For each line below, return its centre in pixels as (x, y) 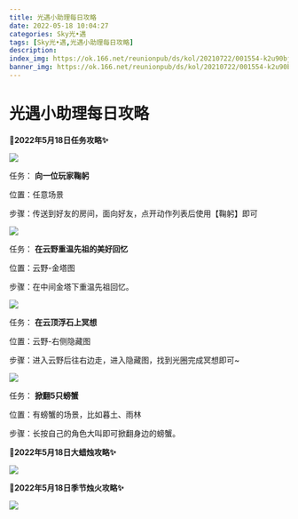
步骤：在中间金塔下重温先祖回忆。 (71, 286)
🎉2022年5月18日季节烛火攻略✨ (67, 487)
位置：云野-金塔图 (42, 267)
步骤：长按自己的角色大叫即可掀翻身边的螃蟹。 (94, 433)
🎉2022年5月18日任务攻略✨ (59, 140)
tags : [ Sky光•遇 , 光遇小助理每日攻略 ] (71, 42)
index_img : (29, 59)
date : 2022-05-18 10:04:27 (59, 26)
